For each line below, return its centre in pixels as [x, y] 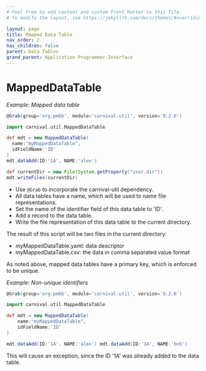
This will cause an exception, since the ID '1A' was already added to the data [103, 356]
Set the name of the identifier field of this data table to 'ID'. [89, 208]
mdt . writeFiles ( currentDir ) [42, 178]
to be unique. [23, 270]
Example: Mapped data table [43, 104]
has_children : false [33, 46]
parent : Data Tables [33, 52]
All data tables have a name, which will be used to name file [91, 196]
